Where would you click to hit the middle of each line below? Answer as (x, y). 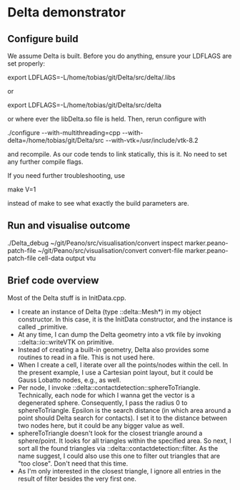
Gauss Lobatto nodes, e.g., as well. (69, 380)
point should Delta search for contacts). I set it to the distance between (122, 418)
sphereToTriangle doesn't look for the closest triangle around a (110, 433)
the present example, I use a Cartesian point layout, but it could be (115, 372)
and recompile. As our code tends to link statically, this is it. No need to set (117, 154)
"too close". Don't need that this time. (73, 463)
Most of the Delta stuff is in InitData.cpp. (67, 298)
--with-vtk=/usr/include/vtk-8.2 (152, 140)
